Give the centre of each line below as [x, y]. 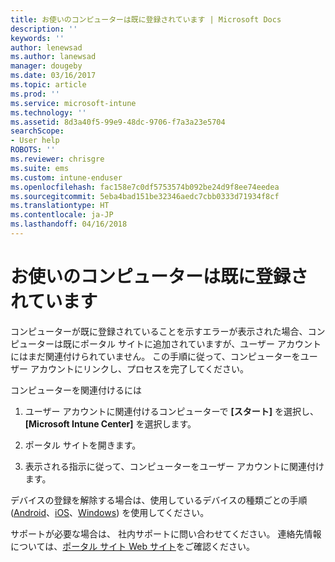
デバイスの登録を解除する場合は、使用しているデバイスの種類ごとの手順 [159, 500]
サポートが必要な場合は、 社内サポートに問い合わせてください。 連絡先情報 [166, 533]
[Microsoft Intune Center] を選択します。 [110, 423]
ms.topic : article [48, 85]
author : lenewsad [46, 47]
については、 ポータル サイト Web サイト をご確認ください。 [132, 546]
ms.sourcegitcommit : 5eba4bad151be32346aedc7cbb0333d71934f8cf [145, 196]
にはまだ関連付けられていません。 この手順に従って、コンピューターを [155, 356]
